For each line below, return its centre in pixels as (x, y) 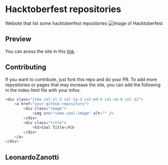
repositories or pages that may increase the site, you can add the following (83, 85)
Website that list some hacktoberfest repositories (56, 23)
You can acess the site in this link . (40, 51)
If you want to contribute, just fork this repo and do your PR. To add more (81, 79)
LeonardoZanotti (32, 157)
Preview (18, 39)
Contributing (26, 67)
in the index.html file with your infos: (43, 90)
